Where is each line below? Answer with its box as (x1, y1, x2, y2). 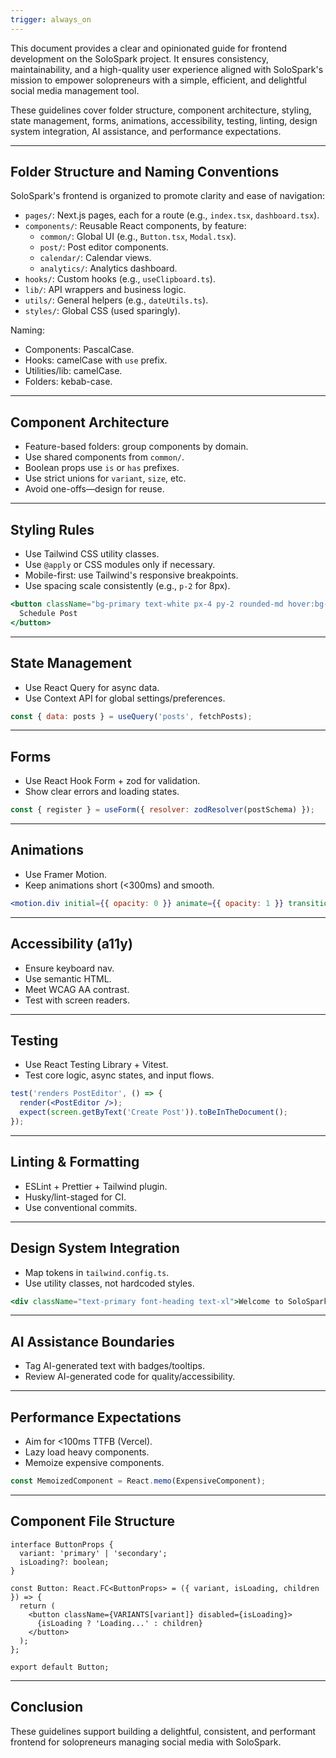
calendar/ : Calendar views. (39, 252, 152, 264)
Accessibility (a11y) (10, 936, 133, 953)
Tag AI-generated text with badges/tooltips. (24, 1360, 205, 1372)
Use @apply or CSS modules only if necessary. (24, 559, 216, 571)
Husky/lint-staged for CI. (24, 1191, 127, 1203)
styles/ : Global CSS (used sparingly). (24, 305, 181, 317)
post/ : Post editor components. (39, 241, 169, 253)
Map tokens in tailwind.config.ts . (24, 1266, 170, 1278)
